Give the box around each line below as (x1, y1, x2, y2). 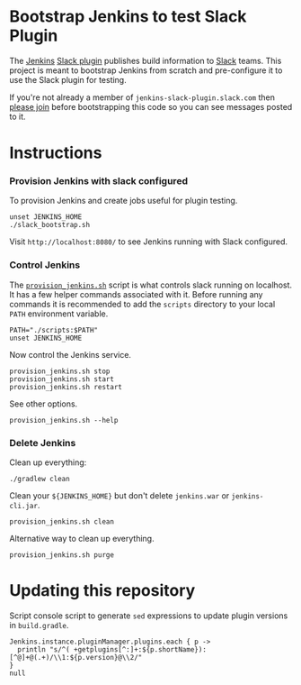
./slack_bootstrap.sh (9, 221, 91, 230)
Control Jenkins (9, 259, 81, 271)
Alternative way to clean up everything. (9, 534, 155, 544)
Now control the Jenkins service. (9, 349, 132, 360)
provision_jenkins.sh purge (9, 551, 115, 560)
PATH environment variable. (9, 308, 109, 319)
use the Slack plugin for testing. (9, 74, 128, 85)
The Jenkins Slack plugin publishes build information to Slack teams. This (9, 55, 282, 66)
